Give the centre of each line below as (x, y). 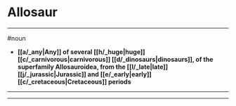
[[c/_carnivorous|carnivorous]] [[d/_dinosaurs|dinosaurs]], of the (115, 59)
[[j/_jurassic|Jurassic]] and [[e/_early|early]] (85, 74)
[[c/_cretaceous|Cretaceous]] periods (74, 81)
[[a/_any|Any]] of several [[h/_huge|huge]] (81, 52)
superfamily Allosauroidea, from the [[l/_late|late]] (93, 67)
